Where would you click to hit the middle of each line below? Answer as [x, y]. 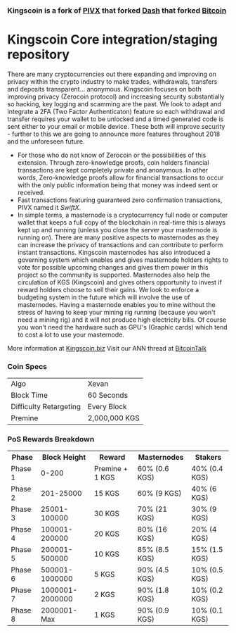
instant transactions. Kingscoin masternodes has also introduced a [114, 252]
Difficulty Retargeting [46, 407]
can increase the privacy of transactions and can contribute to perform [120, 244]
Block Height [64, 458]
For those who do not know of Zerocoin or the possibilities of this [112, 155]
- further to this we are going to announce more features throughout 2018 [114, 134]
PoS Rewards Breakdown [51, 439]
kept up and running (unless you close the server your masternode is [117, 230]
